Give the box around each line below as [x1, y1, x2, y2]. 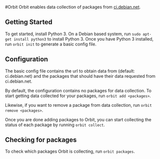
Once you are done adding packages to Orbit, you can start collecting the [5, 116, 151, 122]
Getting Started [5, 18, 53, 26]
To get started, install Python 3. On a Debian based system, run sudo [5, 31, 141, 37]
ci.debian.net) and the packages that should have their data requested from [5, 73, 156, 79]
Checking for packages [5, 136, 77, 144]
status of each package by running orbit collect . [5, 122, 105, 128]
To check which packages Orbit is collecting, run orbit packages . [5, 148, 135, 154]
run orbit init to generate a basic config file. [5, 41, 97, 47]
